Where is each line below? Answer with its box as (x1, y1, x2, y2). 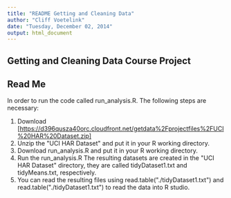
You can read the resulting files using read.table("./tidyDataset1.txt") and (17, 176, 224, 184)
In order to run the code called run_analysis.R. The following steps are (7, 97, 207, 105)
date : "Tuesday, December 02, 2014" (7, 23, 113, 30)
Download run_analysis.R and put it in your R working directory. (17, 146, 198, 155)
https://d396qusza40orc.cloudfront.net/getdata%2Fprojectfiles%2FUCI (19, 125, 224, 133)
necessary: (7, 104, 39, 112)
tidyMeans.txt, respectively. (17, 168, 97, 177)
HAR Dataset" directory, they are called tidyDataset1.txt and (17, 161, 188, 170)
